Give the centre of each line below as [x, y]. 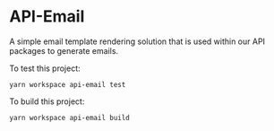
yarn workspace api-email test [68, 84]
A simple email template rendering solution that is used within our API [137, 41]
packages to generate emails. [64, 50]
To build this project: [47, 101]
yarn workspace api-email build [69, 118]
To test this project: [45, 68]
